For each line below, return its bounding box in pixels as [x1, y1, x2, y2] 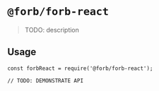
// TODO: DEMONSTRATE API [7, 77, 83, 84]
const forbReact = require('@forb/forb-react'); [7, 65, 153, 72]
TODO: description [24, 25, 80, 34]
